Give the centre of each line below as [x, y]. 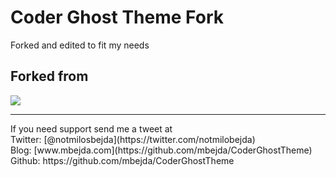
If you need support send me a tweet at [91, 128]
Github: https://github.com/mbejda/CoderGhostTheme [122, 160]
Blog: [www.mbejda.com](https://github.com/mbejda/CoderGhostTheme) [161, 150]
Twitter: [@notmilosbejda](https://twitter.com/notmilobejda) [133, 139]
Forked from [49, 76]
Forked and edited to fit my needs [80, 45]
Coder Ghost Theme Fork [117, 17]
